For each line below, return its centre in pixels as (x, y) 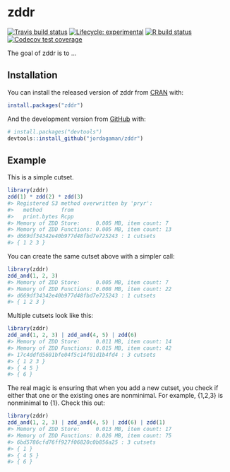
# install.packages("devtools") (55, 131)
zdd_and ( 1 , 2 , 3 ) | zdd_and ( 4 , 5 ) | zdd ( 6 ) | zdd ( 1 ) (86, 423)
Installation (32, 75)
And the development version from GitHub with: (77, 119)
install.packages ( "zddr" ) (45, 105)
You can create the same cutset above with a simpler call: (91, 256)
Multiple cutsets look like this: (50, 316)
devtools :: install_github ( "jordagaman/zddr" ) (75, 138)
